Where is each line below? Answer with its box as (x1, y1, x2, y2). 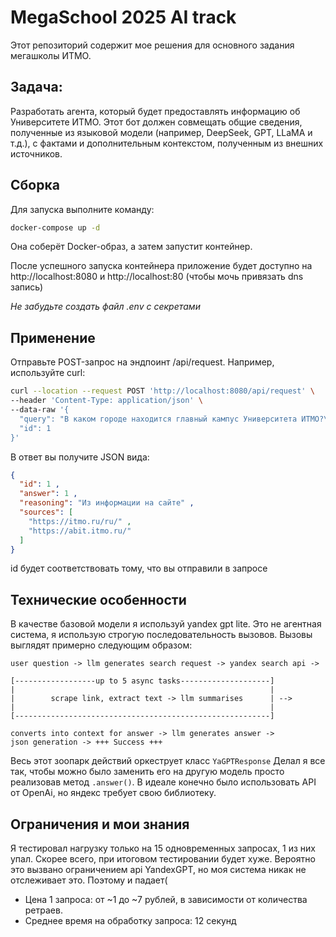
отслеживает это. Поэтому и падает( (10, 874, 168, 886)
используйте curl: (10, 367, 86, 379)
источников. (10, 147, 63, 160)
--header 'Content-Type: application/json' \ (10, 396, 203, 406)
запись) (10, 281, 44, 293)
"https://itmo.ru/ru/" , (28, 516, 132, 526)
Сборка (10, 177, 60, 194)
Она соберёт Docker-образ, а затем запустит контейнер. (10, 241, 253, 253)
